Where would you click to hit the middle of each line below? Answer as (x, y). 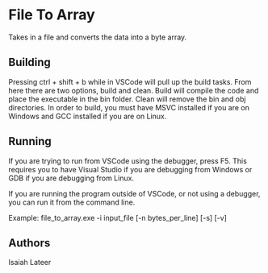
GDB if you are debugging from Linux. (71, 178)
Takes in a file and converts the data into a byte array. (98, 37)
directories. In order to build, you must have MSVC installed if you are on (129, 107)
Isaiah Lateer (30, 263)
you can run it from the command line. (72, 202)
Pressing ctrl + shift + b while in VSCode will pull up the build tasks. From (130, 81)
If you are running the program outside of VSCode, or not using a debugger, (134, 193)
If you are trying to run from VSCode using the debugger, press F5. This (128, 161)
